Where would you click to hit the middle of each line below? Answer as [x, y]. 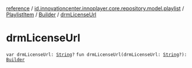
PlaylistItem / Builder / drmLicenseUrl [51, 15]
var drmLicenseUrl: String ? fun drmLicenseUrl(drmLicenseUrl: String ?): [97, 55]
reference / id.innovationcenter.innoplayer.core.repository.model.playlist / [95, 8]
